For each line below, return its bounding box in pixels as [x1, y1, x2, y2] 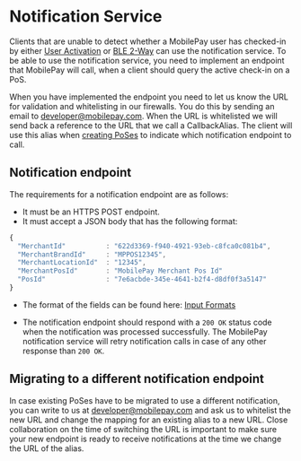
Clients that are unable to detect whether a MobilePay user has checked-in [9, 36, 287, 47]
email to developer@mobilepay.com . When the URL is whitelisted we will [9, 110, 279, 121]
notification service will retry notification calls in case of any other [22, 335, 267, 346]
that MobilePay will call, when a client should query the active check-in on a [9, 65, 290, 75]
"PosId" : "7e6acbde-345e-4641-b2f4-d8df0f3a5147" [17, 275, 268, 284]
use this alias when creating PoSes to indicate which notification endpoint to [9, 129, 292, 140]
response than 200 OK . [22, 345, 105, 356]
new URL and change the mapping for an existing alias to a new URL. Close [9, 414, 288, 425]
